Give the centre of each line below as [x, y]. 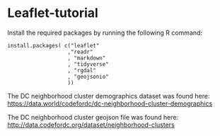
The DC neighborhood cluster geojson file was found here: [93, 117]
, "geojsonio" [88, 76]
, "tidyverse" [88, 64]
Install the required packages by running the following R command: [105, 33]
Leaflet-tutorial [53, 13]
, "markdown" [87, 58]
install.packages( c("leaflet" [53, 45]
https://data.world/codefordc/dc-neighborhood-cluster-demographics [110, 103]
